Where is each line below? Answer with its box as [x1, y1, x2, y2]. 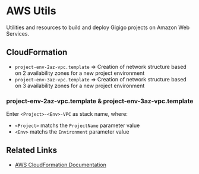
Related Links [6, 145, 58, 156]
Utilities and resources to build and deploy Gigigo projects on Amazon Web [6, 24, 190, 31]
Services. [6, 30, 30, 37]
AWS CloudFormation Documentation [14, 161, 107, 168]
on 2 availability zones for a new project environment [14, 69, 145, 77]
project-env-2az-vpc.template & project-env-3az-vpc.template [6, 97, 194, 105]
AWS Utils [6, 4, 56, 18]
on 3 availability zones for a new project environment [14, 82, 145, 89]
